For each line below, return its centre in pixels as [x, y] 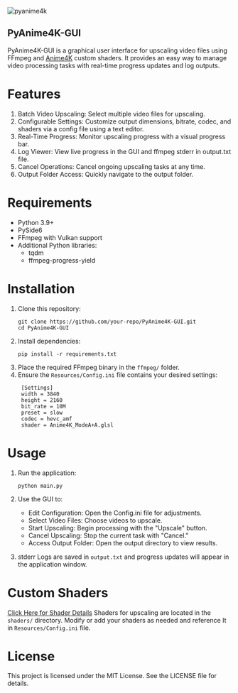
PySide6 [30, 230]
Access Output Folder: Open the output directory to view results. [123, 542]
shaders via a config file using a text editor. [81, 129]
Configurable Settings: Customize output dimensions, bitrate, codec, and [124, 121]
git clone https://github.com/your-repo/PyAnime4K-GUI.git [107, 322]
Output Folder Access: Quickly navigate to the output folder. [106, 174]
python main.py [40, 486]
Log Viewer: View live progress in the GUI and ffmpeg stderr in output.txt [124, 151]
